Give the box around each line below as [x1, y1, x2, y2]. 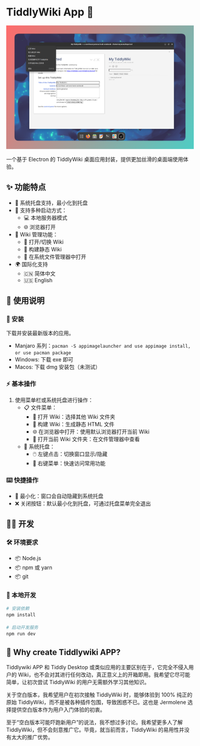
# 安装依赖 [6, 605, 30, 612]
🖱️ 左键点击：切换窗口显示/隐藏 [32, 450, 108, 457]
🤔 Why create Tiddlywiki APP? [6, 647, 121, 657]
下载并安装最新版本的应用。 [6, 330, 74, 337]
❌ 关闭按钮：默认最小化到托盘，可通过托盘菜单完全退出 [14, 500, 151, 507]
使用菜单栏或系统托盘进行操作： [14, 396, 93, 404]
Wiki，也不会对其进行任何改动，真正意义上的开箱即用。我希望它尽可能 [17, 671, 190, 678]
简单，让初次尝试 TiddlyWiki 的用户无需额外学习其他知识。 [6, 679, 150, 686]
